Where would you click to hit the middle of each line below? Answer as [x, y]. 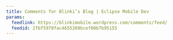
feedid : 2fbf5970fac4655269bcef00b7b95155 [64, 28]
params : [16, 17]
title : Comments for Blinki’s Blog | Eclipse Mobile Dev [78, 11]
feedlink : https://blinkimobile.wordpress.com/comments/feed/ [89, 22]
